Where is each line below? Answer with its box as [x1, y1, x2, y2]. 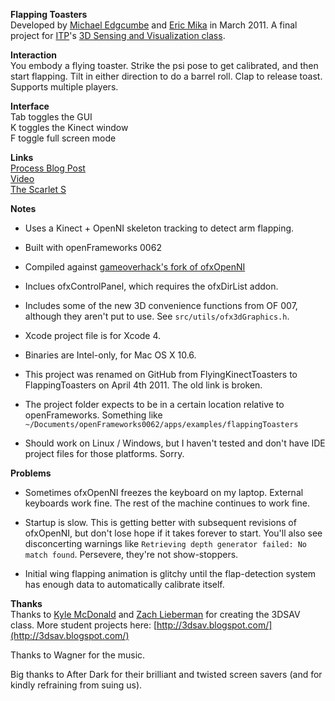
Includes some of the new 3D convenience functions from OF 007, [24, 300, 298, 311]
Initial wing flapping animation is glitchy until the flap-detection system [24, 568, 317, 579]
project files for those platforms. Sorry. [24, 448, 185, 459]
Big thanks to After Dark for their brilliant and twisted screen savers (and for [10, 669, 323, 680]
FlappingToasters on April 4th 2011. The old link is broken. [24, 379, 263, 391]
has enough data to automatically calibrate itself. [24, 579, 225, 590]
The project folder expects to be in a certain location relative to [24, 399, 285, 410]
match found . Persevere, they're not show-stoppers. [24, 549, 239, 560]
